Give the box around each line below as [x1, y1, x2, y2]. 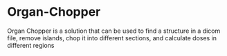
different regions [7, 41, 55, 49]
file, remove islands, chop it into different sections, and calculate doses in [7, 33, 217, 42]
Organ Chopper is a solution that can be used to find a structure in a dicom [7, 27, 221, 35]
